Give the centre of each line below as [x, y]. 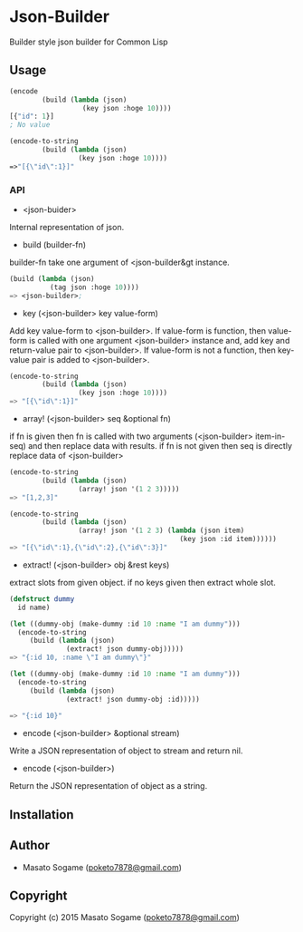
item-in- [270, 436]
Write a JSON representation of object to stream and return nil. [126, 751]
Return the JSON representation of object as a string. [109, 786]
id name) [34, 607]
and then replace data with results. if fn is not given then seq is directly [160, 446]
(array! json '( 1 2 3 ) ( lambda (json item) [161, 531]
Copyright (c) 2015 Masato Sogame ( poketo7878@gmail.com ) [124, 917]
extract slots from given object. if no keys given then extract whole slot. [142, 582]
